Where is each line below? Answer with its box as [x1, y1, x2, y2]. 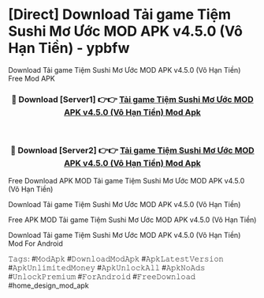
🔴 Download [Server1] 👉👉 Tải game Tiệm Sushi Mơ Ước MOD [11, 93, 254, 104]
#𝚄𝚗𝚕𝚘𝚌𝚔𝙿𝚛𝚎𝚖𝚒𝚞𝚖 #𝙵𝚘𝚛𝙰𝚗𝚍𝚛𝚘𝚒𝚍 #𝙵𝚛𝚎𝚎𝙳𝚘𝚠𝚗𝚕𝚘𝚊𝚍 [8, 271, 195, 281]
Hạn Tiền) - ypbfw [8, 40, 130, 57]
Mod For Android [8, 239, 63, 248]
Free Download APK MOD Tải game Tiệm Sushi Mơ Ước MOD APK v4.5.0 [8, 175, 245, 185]
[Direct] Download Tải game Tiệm [8, 6, 231, 24]
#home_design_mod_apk [8, 281, 89, 290]
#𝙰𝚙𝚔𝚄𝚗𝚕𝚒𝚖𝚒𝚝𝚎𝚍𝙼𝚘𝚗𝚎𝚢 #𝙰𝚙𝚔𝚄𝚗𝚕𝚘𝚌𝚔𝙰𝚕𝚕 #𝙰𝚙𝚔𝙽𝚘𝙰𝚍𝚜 [8, 262, 206, 272]
